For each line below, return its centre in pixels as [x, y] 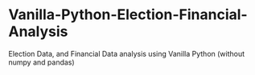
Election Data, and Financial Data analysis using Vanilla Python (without [127, 53]
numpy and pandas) [41, 62]
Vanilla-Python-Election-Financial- [128, 15]
